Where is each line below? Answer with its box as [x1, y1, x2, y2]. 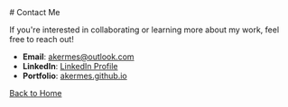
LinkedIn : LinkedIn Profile [22, 61, 118, 71]
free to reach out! [9, 34, 74, 44]
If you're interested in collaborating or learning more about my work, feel [9, 24, 280, 35]
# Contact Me [9, 7, 60, 17]
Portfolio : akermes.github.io [22, 70, 128, 81]
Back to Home [9, 88, 62, 98]
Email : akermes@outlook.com [22, 51, 135, 62]
